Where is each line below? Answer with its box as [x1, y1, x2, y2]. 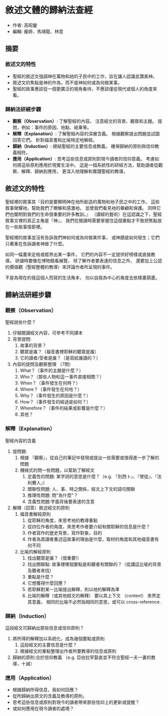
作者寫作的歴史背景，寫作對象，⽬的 [27, 530, 102, 536]
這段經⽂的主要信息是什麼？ [19, 642, 77, 648]
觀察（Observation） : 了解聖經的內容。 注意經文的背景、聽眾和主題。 [12, 118, 157, 124]
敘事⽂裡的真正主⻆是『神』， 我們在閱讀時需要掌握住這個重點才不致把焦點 [5, 217, 157, 223]
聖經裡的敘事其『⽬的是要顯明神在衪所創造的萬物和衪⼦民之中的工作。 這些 [5, 199, 160, 205]
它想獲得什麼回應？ [27, 580, 67, 586]
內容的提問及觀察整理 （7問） [12, 361, 73, 367]
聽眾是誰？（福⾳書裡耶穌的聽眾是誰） [19, 349, 99, 355]
